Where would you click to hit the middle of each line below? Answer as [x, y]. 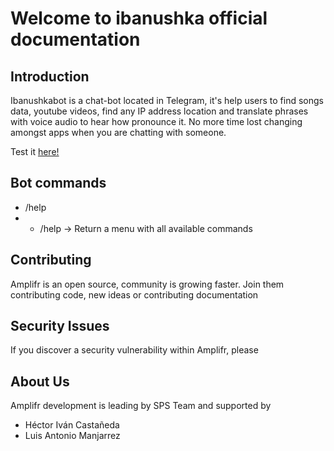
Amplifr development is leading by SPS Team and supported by [141, 406]
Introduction [50, 76]
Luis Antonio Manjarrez [72, 436]
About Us [40, 381]
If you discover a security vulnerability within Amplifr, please [134, 350]
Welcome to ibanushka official [139, 18]
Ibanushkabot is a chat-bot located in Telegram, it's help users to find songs [167, 100]
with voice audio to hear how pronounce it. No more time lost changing [156, 121]
